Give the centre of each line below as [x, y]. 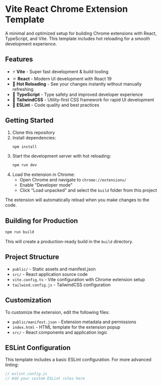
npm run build [20, 232]
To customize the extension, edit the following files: [57, 312]
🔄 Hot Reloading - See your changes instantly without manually [77, 84]
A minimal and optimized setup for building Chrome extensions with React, [81, 33]
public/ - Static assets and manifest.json [54, 269]
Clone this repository [34, 132]
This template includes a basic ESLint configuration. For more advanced [78, 360]
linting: [12, 365]
